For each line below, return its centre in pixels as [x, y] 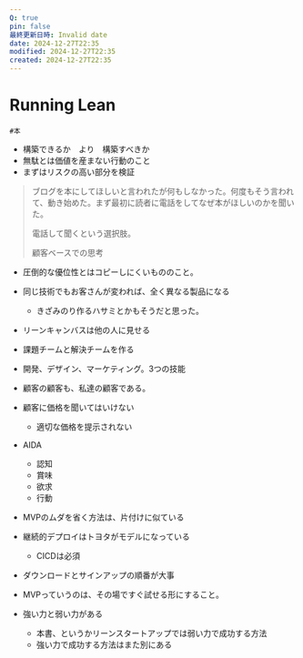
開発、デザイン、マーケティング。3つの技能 [104, 369]
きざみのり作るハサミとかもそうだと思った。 [120, 310]
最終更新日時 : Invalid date [58, 35]
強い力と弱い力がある [62, 613]
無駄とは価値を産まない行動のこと [86, 160]
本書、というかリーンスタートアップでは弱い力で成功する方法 [151, 633]
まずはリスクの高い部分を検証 [78, 172]
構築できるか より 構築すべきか [86, 149]
